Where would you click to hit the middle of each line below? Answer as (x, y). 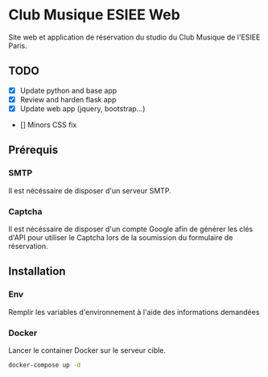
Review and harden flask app (68, 99)
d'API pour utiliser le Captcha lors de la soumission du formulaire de (121, 237)
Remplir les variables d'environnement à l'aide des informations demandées (134, 312)
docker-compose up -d (45, 365)
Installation (37, 271)
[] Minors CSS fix (48, 124)
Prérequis (33, 150)
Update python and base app (68, 90)
